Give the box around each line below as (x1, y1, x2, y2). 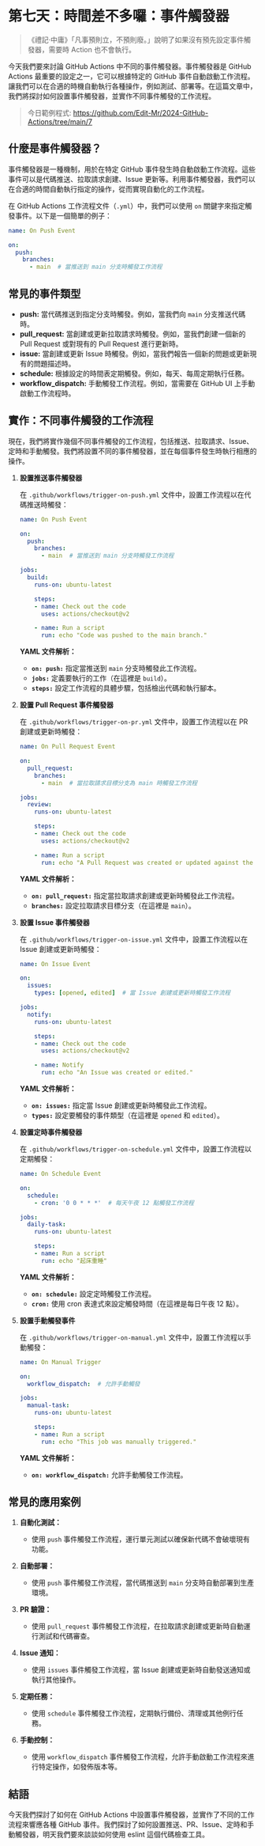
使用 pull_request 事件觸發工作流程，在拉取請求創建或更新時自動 (31, 1621, 244, 1631)
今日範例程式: (27, 108, 72, 117)
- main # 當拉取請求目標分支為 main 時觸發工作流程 (40, 779, 198, 787)
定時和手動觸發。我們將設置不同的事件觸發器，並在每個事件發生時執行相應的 (8, 446, 257, 456)
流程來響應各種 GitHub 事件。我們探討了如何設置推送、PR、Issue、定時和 (8, 1820, 248, 1829)
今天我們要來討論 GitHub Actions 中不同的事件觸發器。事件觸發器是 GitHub (8, 61, 252, 71)
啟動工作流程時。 (19, 389, 76, 398)
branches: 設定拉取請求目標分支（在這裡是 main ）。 (31, 900, 196, 910)
